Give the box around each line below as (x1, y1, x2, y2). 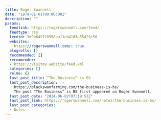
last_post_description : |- (9, 80, 65, 85)
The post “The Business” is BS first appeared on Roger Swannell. (14, 89, 152, 94)
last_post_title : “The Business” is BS (9, 75, 91, 80)
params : (5, 21, 21, 26)
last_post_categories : (9, 103, 56, 108)
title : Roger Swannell (5, 7, 51, 12)
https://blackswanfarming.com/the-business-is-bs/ (14, 84, 119, 90)
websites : (9, 39, 29, 44)
